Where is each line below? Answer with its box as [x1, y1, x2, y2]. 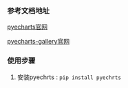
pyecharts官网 [7, 23, 48, 31]
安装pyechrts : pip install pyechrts [17, 73, 122, 81]
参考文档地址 [7, 5, 50, 15]
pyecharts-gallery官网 [7, 38, 70, 46]
